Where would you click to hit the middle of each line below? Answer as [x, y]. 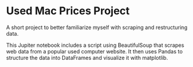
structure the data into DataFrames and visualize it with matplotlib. [87, 58]
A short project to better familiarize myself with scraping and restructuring [97, 27]
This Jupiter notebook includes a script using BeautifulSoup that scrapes [95, 45]
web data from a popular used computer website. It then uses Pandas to [94, 51]
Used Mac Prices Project [68, 11]
